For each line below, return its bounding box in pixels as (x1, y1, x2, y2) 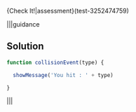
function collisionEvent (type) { (6, 59, 104, 66)
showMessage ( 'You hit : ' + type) (13, 71, 114, 78)
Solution (6, 41, 44, 52)
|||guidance (6, 20, 40, 28)
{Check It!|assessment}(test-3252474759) (6, 7, 129, 15)
